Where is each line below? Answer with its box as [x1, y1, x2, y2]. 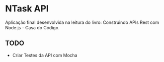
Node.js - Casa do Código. [5, 24, 60, 30]
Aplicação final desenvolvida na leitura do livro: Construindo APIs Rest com [5, 19, 159, 25]
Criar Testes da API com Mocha [12, 52, 78, 58]
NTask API [5, 3, 49, 14]
